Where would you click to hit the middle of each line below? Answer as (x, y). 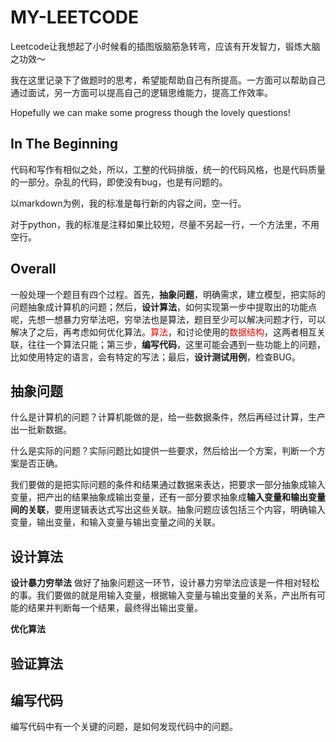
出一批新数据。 (41, 430)
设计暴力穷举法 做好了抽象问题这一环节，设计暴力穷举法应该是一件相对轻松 (165, 583)
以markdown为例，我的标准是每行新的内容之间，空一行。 (128, 203)
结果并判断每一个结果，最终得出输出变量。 (115, 608)
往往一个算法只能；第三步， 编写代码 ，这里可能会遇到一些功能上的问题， (176, 344)
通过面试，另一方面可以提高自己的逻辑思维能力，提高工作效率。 (141, 92)
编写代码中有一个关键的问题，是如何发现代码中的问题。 (124, 727)
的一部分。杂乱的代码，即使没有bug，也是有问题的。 (119, 182)
